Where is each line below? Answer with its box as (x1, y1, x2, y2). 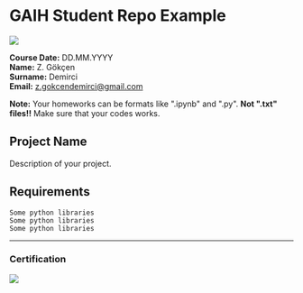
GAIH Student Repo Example (9, 5, 227, 26)
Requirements (9, 184, 90, 199)
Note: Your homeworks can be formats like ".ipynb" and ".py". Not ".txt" (9, 98, 278, 109)
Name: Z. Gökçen (9, 61, 75, 72)
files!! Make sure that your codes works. (9, 107, 161, 118)
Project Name (9, 134, 87, 150)
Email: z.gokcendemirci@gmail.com (9, 80, 143, 91)
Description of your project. (9, 158, 112, 169)
